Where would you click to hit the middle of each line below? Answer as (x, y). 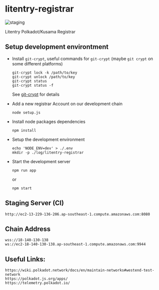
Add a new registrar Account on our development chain (67, 104)
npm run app (24, 170)
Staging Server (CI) (35, 203)
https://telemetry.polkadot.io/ (37, 283)
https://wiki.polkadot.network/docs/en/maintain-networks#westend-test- (80, 270)
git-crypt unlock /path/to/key (43, 77)
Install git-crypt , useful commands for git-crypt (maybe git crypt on (82, 59)
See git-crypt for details (36, 94)
